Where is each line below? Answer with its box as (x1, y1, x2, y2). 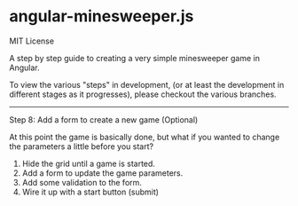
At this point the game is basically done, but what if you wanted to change (9, 131, 280, 142)
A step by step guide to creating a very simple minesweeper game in (9, 52, 260, 63)
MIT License (9, 36, 55, 46)
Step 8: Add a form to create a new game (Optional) (9, 114, 199, 125)
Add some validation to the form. (21, 177, 142, 187)
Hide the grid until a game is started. (21, 158, 155, 169)
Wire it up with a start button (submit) (21, 186, 160, 197)
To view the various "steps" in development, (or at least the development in (9, 79, 285, 90)
